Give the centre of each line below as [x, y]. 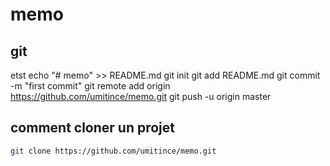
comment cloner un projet [93, 128]
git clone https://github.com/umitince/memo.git [113, 151]
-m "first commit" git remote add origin [90, 86]
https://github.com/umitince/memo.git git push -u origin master [141, 96]
